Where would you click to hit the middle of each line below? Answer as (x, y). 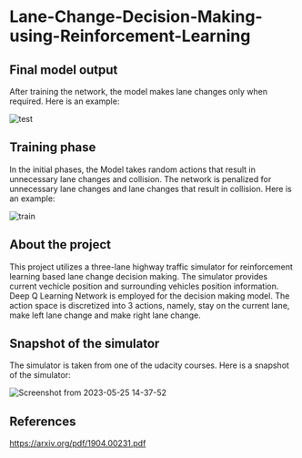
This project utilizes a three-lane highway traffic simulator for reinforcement (151, 267)
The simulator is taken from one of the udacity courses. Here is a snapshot (149, 365)
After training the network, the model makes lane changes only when (139, 92)
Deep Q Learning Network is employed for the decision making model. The (150, 295)
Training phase (53, 148)
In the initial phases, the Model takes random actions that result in (133, 169)
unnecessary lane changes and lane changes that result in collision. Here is (151, 188)
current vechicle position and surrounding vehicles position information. (144, 286)
